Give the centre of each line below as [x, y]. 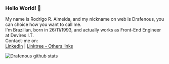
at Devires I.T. [20, 36]
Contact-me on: [22, 41]
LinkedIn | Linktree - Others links [39, 46]
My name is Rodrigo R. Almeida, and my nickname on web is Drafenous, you [85, 19]
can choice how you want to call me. [44, 24]
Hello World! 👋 [23, 8]
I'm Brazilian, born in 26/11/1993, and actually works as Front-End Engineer [83, 30]
